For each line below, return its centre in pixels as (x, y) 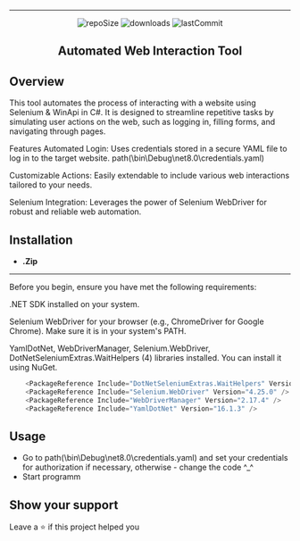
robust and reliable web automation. (75, 212)
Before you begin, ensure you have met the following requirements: (133, 287)
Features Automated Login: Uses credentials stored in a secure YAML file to (148, 149)
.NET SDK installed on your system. (75, 304)
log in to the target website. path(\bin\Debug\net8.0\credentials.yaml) (137, 158)
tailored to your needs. (51, 185)
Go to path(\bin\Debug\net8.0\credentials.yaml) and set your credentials (155, 458)
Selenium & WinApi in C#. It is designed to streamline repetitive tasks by (142, 112)
